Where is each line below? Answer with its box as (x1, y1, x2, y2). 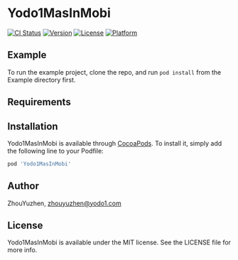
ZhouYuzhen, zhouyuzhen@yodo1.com (7, 199, 122, 207)
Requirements (7, 96, 71, 108)
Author (7, 180, 39, 193)
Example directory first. (7, 75, 76, 84)
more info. (7, 246, 38, 254)
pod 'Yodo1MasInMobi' (7, 160, 72, 168)
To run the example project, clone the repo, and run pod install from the (7, 67, 222, 76)
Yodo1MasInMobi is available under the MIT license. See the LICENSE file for (7, 238, 232, 247)
